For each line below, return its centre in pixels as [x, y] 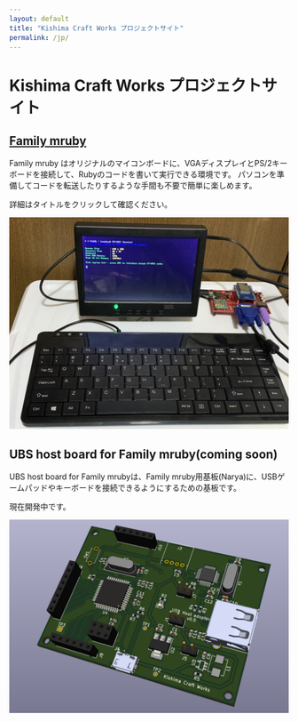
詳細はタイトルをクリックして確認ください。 [91, 205]
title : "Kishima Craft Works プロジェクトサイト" [97, 28]
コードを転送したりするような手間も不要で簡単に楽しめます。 [145, 186]
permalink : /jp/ [39, 37]
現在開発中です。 [40, 507]
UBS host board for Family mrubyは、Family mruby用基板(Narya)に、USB [143, 477]
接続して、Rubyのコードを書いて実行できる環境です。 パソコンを [158, 174]
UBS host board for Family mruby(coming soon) [143, 454]
